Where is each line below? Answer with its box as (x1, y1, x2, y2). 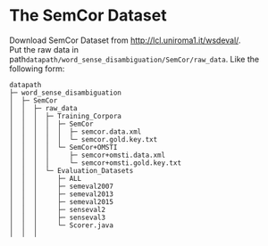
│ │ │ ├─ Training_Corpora (9, 111, 122, 120)
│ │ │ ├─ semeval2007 (9, 182, 114, 191)
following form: (9, 63, 65, 74)
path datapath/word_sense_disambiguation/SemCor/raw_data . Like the (9, 53, 260, 64)
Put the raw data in (9, 44, 79, 54)
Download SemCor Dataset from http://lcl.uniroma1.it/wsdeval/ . (9, 35, 241, 45)
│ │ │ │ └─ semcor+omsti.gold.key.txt (9, 158, 181, 168)
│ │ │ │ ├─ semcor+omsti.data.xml (9, 151, 166, 160)
